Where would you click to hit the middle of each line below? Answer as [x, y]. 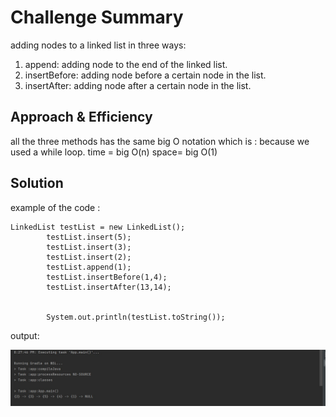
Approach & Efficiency [81, 117]
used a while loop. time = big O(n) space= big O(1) [114, 152]
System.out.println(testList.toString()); [136, 317]
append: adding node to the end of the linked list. [126, 64]
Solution [37, 183]
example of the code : [55, 207]
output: [25, 335]
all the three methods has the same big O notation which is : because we [160, 141]
